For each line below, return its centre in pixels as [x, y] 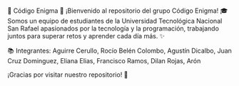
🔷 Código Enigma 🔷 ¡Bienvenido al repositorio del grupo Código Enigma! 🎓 [118, 11]
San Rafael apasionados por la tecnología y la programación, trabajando [113, 28]
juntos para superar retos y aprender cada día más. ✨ [86, 36]
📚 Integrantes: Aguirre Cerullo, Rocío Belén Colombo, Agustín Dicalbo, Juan [119, 50]
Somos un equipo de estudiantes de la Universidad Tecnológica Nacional [115, 21]
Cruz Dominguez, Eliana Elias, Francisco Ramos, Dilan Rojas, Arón [104, 61]
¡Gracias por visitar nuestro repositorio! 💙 [68, 75]
